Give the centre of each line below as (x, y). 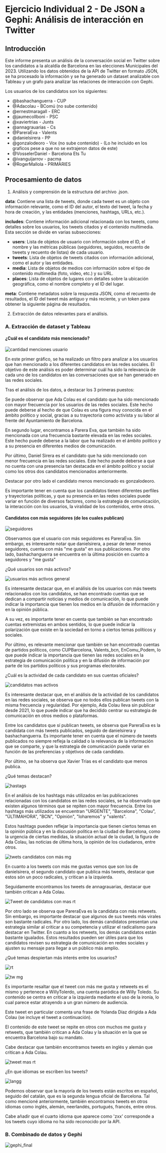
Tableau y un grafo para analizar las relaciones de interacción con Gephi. (80, 81)
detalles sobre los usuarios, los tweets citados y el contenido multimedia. (80, 226)
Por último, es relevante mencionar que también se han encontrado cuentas (82, 645)
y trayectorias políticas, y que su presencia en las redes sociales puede (78, 496)
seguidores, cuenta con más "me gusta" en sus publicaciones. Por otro (78, 549)
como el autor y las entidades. (43, 263)
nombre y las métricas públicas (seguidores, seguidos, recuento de (81, 247)
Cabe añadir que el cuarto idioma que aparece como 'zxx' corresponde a (80, 1116)
